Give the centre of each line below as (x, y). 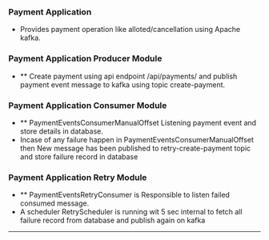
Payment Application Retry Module (78, 177)
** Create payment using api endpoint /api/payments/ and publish (128, 76)
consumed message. (54, 203)
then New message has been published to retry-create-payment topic (135, 148)
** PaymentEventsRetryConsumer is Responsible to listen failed (125, 195)
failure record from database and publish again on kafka (112, 220)
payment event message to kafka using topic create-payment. (122, 84)
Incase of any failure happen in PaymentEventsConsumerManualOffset (137, 139)
